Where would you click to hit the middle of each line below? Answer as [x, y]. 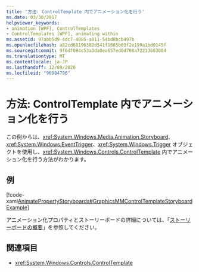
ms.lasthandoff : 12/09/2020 [41, 67]
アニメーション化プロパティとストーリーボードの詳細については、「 [88, 220]
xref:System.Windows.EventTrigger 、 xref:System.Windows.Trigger [88, 145]
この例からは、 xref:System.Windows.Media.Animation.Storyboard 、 [90, 137]
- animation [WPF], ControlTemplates [53, 28]
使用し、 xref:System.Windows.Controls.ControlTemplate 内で [97, 152]
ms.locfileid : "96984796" [38, 73]
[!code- [15, 195]
